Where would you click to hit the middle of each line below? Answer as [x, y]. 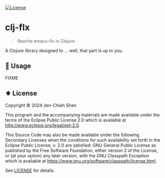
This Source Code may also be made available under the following [72, 135]
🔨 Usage [18, 66]
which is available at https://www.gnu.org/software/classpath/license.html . [81, 161]
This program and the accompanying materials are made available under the [82, 115]
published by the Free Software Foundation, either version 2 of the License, [82, 150]
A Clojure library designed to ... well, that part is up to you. [64, 50]
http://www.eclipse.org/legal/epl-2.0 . [43, 125]
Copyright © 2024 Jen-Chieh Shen [41, 105]
